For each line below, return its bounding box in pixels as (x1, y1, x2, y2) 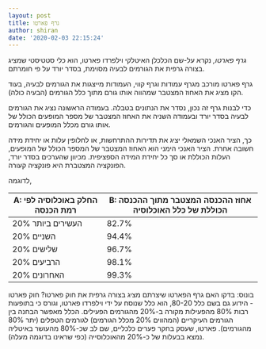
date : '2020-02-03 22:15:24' (8, 33, 104, 42)
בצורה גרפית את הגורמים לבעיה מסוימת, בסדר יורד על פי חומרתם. (8, 64, 205, 74)
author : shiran (8, 26, 59, 34)
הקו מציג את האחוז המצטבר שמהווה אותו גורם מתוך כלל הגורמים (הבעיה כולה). (8, 88, 244, 98)
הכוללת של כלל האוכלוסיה (132, 205, 228, 216)
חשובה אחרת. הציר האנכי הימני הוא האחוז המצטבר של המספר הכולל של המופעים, (8, 144, 254, 153)
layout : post (8, 11, 51, 20)
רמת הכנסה (34, 205, 77, 216)
